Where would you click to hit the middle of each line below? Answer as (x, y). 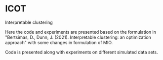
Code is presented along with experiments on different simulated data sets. (81, 52)
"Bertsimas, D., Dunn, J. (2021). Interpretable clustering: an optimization (78, 37)
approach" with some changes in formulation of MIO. (59, 42)
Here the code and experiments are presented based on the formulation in (81, 32)
